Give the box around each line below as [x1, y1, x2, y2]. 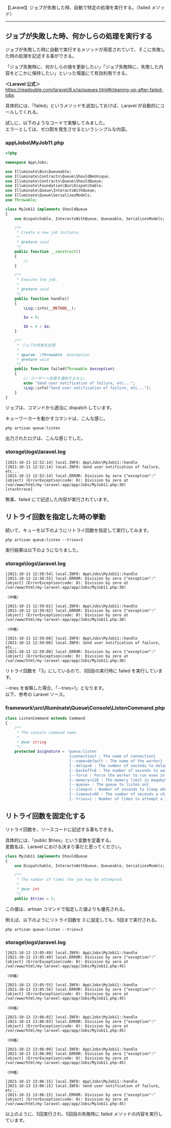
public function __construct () [14, 249, 81, 254]
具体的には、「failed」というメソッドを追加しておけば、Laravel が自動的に [5, 102, 160, 109]
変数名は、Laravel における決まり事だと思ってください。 [5, 843, 124, 850]
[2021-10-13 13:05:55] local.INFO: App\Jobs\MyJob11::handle [5, 982, 138, 987]
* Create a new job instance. [16, 230, 81, 235]
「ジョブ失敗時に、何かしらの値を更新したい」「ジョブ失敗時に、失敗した [5, 63, 159, 70]
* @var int [16, 886, 40, 891]
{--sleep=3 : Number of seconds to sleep [69, 787, 158, 792]
